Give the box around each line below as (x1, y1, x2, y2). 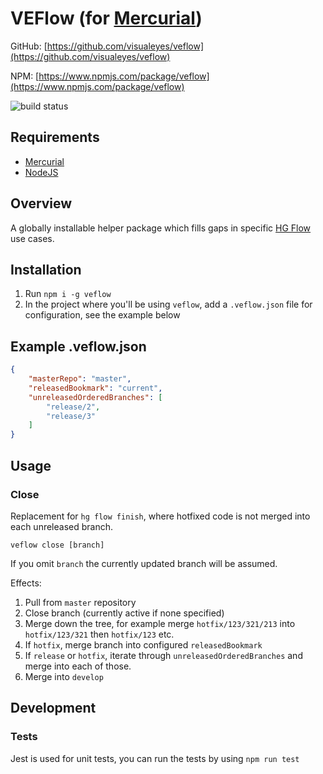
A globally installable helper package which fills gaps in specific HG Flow (10, 222, 312, 234)
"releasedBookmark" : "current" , (28, 383, 163, 393)
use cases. (10, 232, 55, 244)
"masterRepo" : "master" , (28, 374, 132, 384)
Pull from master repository (24, 596, 137, 608)
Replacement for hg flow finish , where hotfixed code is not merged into (10, 510, 311, 522)
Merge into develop (24, 670, 104, 682)
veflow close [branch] (10, 540, 105, 550)
